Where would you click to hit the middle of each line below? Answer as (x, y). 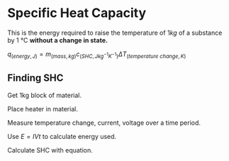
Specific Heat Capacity (77, 13)
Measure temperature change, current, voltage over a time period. (104, 123)
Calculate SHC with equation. (50, 150)
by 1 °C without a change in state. (58, 40)
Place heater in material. (43, 109)
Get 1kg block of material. (45, 95)
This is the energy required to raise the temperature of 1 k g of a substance (115, 33)
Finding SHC (35, 78)
